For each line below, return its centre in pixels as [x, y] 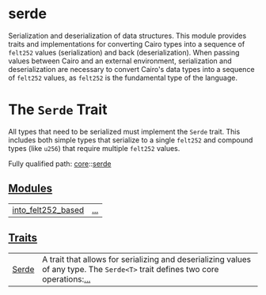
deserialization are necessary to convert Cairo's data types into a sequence [131, 69]
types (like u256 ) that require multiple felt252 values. [94, 148]
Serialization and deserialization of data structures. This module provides [127, 36]
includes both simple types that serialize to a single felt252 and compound [131, 140]
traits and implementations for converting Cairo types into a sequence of [127, 43]
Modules [30, 189]
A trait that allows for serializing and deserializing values [147, 259]
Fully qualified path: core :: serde [60, 164]
